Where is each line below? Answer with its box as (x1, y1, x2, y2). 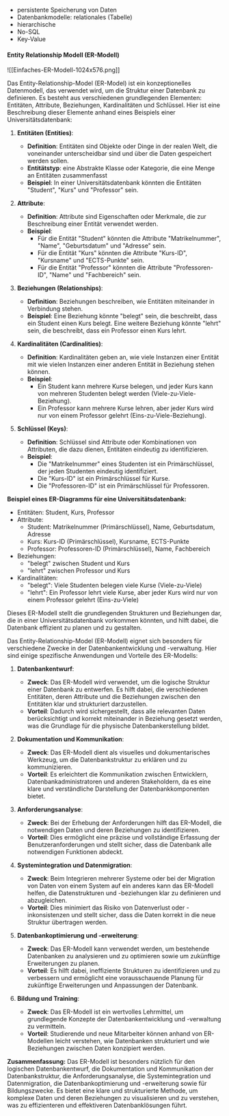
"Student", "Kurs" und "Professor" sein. (27, 186, 139, 194)
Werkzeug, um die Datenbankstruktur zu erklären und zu (27, 756, 187, 764)
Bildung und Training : (16, 995, 80, 1003)
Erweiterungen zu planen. (27, 960, 100, 968)
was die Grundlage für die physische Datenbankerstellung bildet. (27, 722, 210, 730)
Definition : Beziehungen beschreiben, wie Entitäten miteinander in (27, 298, 215, 306)
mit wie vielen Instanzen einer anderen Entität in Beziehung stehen (27, 360, 215, 369)
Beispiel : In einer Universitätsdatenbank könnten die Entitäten (27, 178, 202, 187)
